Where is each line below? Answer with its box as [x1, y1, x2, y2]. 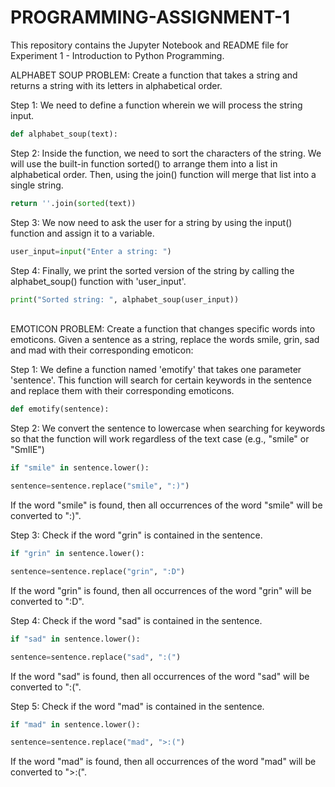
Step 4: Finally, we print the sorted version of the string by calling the [10, 264, 295, 276]
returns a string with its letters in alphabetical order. [10, 79, 223, 91]
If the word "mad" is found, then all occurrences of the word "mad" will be [10, 756, 317, 768]
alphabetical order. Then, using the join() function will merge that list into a [10, 168, 317, 180]
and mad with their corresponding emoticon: [10, 344, 194, 356]
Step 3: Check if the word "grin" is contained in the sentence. [10, 529, 263, 541]
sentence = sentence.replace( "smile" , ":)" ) [10, 481, 190, 491]
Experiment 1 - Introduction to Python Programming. [10, 49, 225, 61]
